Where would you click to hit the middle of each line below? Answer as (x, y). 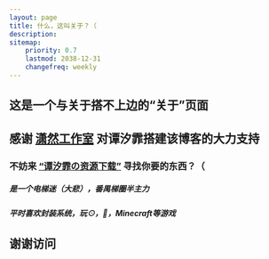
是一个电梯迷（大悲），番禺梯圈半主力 (79, 189)
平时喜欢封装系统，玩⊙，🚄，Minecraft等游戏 (92, 213)
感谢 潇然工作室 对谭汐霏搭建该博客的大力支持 (134, 138)
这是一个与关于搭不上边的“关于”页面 (109, 105)
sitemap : (25, 42)
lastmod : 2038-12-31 (63, 59)
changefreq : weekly (61, 68)
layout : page (33, 17)
